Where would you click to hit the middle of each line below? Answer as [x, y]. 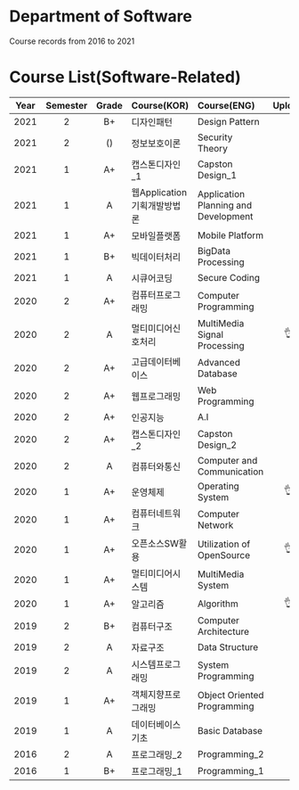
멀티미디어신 [156, 328]
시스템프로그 [156, 664]
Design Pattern [228, 121]
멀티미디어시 [156, 573]
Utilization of [224, 544]
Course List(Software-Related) [125, 77]
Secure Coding [229, 277]
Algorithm [218, 604]
